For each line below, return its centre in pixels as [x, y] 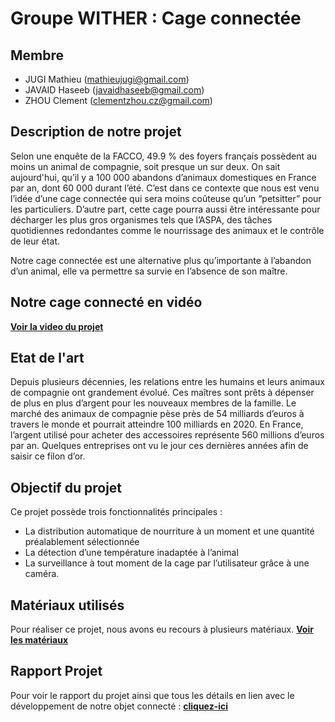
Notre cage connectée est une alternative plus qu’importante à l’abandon [161, 260]
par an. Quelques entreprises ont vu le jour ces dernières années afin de [159, 446]
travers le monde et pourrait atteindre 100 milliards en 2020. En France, [157, 424]
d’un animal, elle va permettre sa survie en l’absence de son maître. [149, 271]
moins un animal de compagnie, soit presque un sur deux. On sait [145, 166]
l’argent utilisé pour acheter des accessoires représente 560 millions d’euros [167, 435]
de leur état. [35, 241]
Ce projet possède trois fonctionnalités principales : [116, 512]
